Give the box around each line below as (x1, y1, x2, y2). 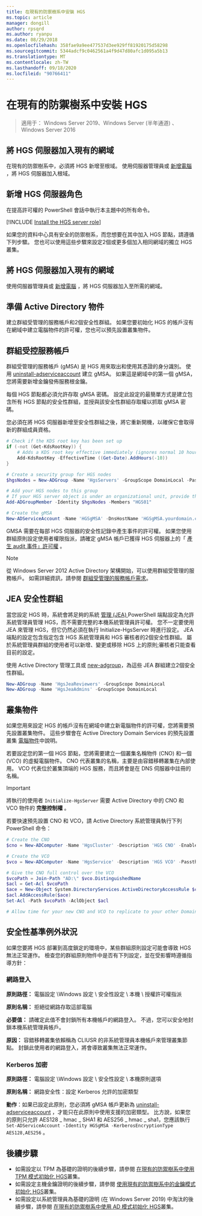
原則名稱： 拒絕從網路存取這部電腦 (6, 1003, 92, 1010)
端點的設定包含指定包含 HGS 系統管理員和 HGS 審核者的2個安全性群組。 (6, 634, 185, 641)
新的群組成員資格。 (6, 426, 54, 433)
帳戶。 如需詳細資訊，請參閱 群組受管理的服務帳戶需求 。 (11, 574, 151, 582)
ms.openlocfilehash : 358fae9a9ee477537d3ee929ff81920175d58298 (6, 43, 168, 49)
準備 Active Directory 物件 (6, 302, 105, 312)
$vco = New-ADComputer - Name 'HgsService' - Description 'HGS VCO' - (6, 858, 182, 865)
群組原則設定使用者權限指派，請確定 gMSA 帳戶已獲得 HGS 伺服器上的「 (6, 535, 186, 542)
